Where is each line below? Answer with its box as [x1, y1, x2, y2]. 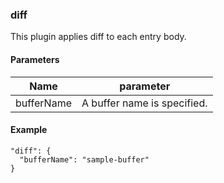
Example [10, 124, 48, 136]
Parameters [10, 53, 60, 65]
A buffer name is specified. [81, 96, 208, 110]
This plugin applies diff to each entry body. [10, 31, 187, 43]
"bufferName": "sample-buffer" [19, 154, 150, 165]
